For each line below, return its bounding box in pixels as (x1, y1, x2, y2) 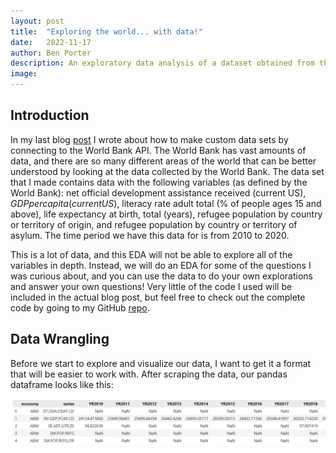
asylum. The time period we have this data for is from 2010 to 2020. (10, 229, 290, 241)
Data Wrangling (10, 331, 110, 348)
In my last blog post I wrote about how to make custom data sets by (10, 133, 289, 145)
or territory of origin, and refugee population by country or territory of (10, 218, 298, 230)
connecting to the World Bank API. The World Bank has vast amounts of (10, 144, 307, 156)
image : (10, 69, 38, 79)
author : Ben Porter (10, 48, 92, 58)
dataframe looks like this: (10, 378, 114, 390)
